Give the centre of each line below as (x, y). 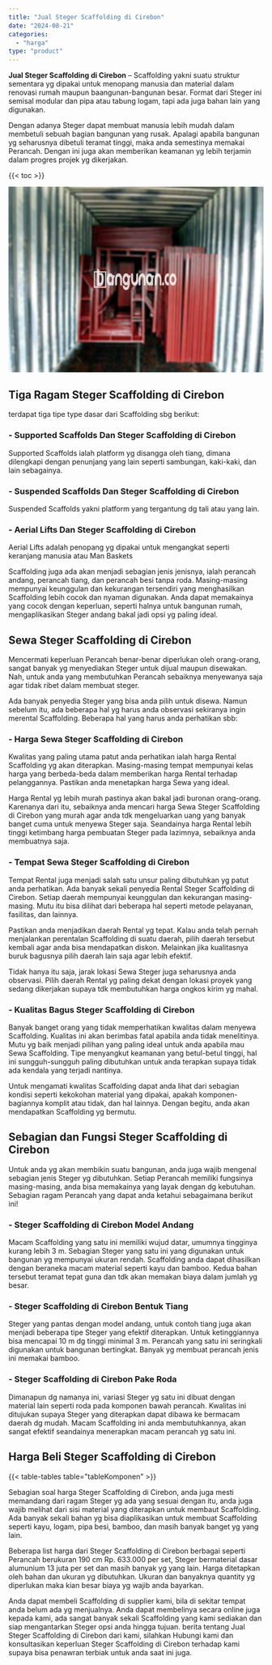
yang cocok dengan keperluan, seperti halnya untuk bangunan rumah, (125, 606)
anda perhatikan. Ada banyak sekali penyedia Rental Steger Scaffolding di (132, 888)
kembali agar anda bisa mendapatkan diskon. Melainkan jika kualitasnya (128, 947)
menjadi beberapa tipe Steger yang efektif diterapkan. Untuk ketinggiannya (134, 1332)
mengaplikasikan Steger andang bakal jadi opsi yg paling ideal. (113, 614)
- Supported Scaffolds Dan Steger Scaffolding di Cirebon (122, 435)
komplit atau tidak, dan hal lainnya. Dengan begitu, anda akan (147, 1103)
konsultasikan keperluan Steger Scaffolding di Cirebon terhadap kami (124, 1644)
